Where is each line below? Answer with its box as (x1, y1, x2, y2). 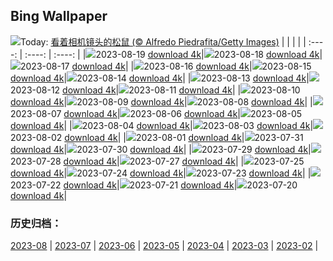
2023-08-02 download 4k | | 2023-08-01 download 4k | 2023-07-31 (10, 131, 304, 143)
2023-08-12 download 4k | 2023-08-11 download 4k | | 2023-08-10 (10, 84, 301, 96)
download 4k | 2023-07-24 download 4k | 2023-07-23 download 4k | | (10, 167, 312, 179)
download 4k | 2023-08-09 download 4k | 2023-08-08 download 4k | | (10, 95, 313, 108)
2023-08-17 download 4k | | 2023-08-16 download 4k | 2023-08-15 (20, 60, 312, 72)
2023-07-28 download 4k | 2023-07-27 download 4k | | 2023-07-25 (10, 155, 305, 167)
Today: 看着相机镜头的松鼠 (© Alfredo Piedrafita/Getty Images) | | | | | (20, 35, 307, 48)
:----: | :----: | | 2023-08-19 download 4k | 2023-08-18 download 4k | (24, 48, 323, 60)
